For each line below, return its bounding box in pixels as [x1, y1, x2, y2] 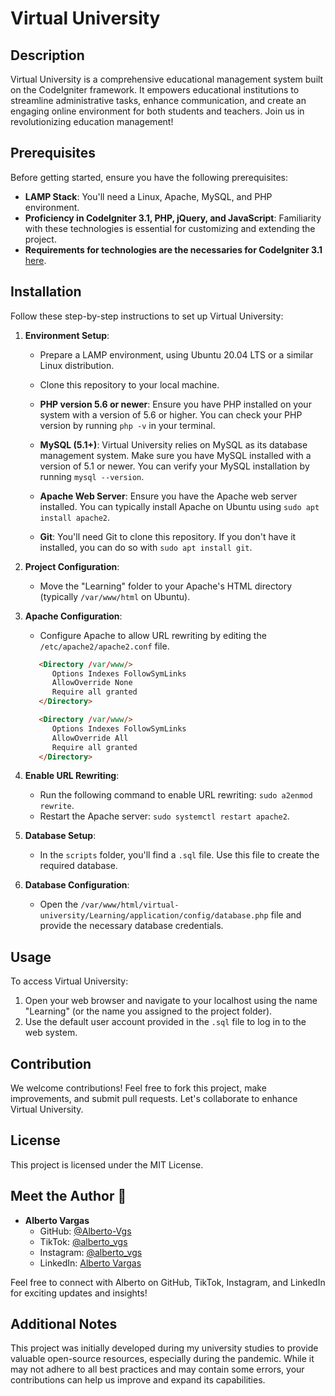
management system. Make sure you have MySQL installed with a [39, 449, 312, 461]
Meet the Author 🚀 [10, 1188, 127, 1205]
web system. [24, 1027, 78, 1039]
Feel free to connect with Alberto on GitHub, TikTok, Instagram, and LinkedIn [10, 1276, 326, 1288]
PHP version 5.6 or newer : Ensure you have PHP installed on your [39, 398, 312, 410]
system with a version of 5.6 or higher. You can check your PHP [39, 408, 303, 421]
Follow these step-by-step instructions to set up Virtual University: [10, 310, 284, 322]
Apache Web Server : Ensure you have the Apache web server [39, 490, 298, 502]
